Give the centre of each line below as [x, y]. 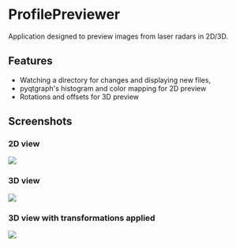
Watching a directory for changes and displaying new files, [115, 79]
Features [30, 61]
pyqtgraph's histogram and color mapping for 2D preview [113, 88]
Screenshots [40, 122]
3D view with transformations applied [82, 218]
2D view [24, 144]
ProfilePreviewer [64, 15]
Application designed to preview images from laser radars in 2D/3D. [118, 36]
